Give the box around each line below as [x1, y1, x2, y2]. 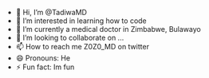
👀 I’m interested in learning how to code [15, 16, 148, 25]
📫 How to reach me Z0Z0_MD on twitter [15, 42, 150, 51]
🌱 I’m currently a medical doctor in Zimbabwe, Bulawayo [15, 25, 201, 33]
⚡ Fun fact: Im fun [15, 62, 75, 72]
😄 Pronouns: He [15, 53, 70, 63]
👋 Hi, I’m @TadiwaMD [15, 8, 88, 17]
